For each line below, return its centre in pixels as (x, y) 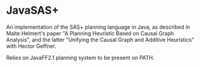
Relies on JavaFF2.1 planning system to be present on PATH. (80, 57)
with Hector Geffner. (31, 46)
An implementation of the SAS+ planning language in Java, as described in (98, 27)
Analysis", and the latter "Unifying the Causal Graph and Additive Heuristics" (100, 39)
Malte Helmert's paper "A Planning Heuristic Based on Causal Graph (90, 33)
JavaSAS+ (33, 10)
